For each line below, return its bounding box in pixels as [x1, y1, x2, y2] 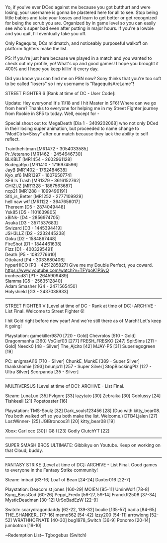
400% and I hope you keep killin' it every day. [5, 66, 99, 72]
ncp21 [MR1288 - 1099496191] [5, 188, 68, 194]
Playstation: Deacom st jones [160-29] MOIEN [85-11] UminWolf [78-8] [5, 486, 150, 492]
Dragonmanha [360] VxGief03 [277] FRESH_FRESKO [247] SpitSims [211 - [5, 338, 158, 344]
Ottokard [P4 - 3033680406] [5, 257, 65, 263]
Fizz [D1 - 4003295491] [5, 246, 54, 252]
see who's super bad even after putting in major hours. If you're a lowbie [5, 25, 154, 31]
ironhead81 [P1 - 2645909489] [5, 273, 69, 278]
